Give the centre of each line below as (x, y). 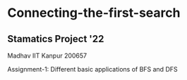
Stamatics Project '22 (56, 39)
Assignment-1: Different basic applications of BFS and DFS (92, 69)
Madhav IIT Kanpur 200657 (47, 55)
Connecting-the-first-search (94, 13)
